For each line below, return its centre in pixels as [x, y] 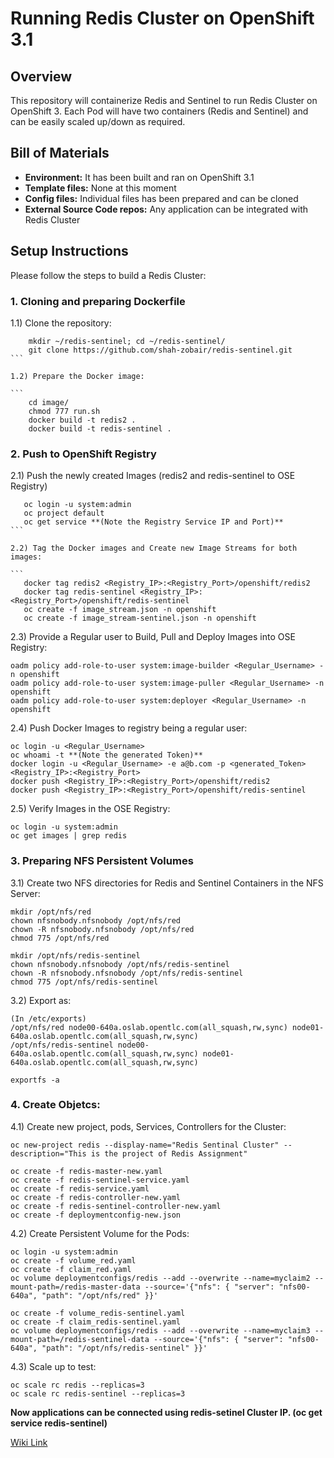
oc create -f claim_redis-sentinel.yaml [96, 1322]
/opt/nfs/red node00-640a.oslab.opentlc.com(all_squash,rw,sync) [149, 1027]
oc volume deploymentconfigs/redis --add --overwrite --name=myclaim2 [160, 1278]
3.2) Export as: [41, 1000]
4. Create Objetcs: [55, 1105]
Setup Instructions [69, 251]
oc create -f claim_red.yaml [71, 1269]
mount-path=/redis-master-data [75, 1287]
